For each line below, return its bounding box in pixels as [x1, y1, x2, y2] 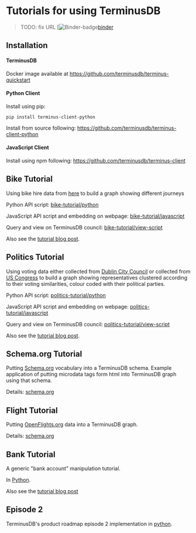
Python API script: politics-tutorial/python [6, 292, 106, 299]
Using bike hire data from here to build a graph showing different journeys [6, 190, 184, 197]
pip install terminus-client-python [6, 114, 95, 120]
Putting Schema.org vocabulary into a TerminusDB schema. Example [6, 365, 172, 372]
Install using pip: [6, 103, 46, 110]
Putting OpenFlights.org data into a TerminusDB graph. [6, 421, 139, 428]
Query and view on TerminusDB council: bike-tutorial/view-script [6, 224, 163, 231]
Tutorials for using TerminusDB [6, 4, 161, 18]
